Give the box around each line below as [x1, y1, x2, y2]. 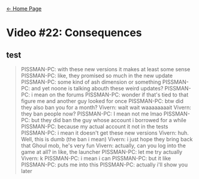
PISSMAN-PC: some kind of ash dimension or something [20, 78, 161, 86]
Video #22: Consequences [6, 26, 142, 40]
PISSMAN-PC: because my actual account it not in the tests [20, 123, 168, 130]
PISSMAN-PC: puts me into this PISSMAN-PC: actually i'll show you [20, 161, 188, 168]
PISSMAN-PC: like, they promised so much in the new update [20, 72, 173, 79]
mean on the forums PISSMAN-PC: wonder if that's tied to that [34, 91, 189, 98]
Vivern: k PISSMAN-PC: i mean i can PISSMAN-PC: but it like [20, 155, 171, 162]
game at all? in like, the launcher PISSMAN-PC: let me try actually [20, 148, 183, 155]
